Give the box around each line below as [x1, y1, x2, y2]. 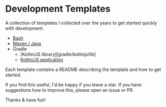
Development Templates [5, 3, 111, 15]
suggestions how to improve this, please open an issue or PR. [5, 87, 134, 93]
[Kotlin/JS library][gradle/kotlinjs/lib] [20, 51, 96, 57]
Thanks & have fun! [5, 97, 46, 103]
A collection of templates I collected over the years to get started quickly [5, 20, 157, 26]
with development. [5, 25, 44, 31]
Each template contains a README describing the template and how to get [5, 66, 161, 73]
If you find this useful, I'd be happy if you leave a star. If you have [5, 82, 142, 88]
